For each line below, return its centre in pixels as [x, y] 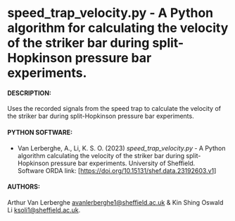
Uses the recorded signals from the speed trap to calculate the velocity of [114, 109]
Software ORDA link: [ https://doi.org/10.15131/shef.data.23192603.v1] [117, 170]
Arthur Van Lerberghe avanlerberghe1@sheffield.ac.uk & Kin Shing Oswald [115, 202]
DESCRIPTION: [29, 92]
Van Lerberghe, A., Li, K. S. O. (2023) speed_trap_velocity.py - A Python [121, 148]
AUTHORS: [24, 187]
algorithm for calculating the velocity [118, 28]
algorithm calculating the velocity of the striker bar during [101, 155]
